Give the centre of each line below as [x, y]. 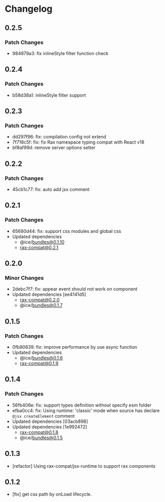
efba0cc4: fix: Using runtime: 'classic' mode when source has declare [86, 410]
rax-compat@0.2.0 [40, 300]
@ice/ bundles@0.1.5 [41, 438]
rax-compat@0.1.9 [39, 363]
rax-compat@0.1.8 [39, 432]
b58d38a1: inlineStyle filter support [49, 95]
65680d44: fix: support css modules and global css [66, 231]
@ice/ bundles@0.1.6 [41, 358]
